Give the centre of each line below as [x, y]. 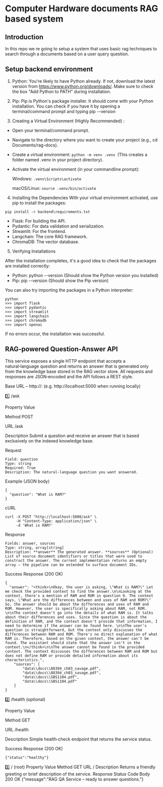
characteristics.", [25, 660]
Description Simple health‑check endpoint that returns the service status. [79, 739]
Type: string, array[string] [35, 548]
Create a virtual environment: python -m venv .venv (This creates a [80, 154]
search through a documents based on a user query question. [67, 54]
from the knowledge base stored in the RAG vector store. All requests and [79, 371]
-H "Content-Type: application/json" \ [56, 521]
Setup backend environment [49, 69]
